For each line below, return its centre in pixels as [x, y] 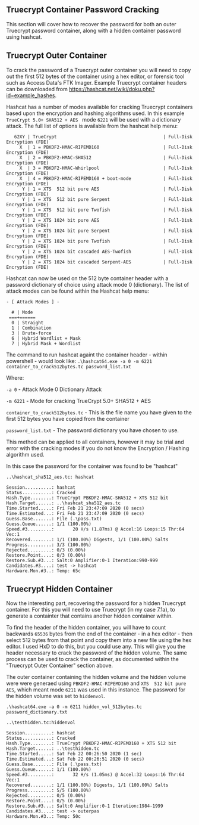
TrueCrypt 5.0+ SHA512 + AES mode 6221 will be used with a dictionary [94, 119]
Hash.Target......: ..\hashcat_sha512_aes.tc [63, 503]
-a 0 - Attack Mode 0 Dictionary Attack [54, 389]
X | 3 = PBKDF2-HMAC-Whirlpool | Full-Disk [106, 168]
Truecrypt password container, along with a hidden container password [94, 30]
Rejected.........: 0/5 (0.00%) [46, 796]
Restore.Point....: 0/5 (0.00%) [46, 801]
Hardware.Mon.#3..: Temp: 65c [44, 571]
